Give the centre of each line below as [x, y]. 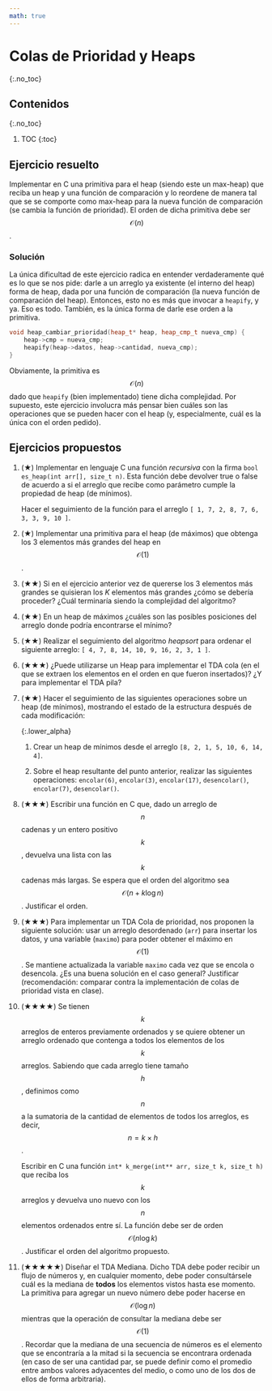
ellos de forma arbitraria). [63, 1379]
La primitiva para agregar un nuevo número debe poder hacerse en [133, 1292]
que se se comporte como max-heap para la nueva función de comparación [136, 202]
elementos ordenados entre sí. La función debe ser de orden [122, 1225]
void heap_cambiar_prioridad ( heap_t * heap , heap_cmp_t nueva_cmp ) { [127, 333]
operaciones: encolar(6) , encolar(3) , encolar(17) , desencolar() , [141, 779]
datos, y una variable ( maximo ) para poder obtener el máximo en [127, 938]
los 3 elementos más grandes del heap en [91, 542]
